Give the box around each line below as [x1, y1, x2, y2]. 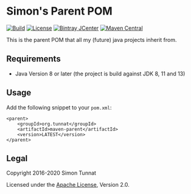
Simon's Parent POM [6, 4, 113, 18]
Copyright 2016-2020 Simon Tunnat [6, 169, 96, 177]
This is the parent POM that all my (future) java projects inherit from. [6, 36, 177, 43]
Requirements [6, 54, 61, 64]
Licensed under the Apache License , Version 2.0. [6, 181, 130, 189]
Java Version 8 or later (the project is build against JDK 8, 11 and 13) [15, 70, 186, 77]
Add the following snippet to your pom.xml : [6, 103, 112, 111]
